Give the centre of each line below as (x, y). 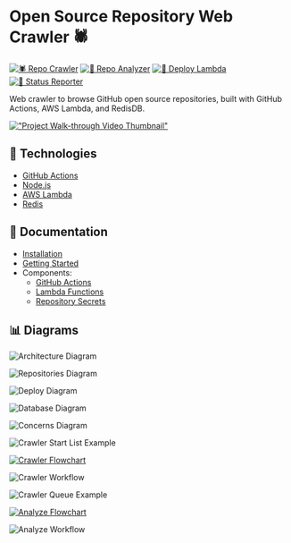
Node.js (37, 184)
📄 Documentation (59, 232)
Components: (47, 272)
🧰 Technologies (53, 154)
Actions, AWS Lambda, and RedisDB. (77, 108)
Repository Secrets (71, 301)
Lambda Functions (70, 292)
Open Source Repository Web (121, 17)
